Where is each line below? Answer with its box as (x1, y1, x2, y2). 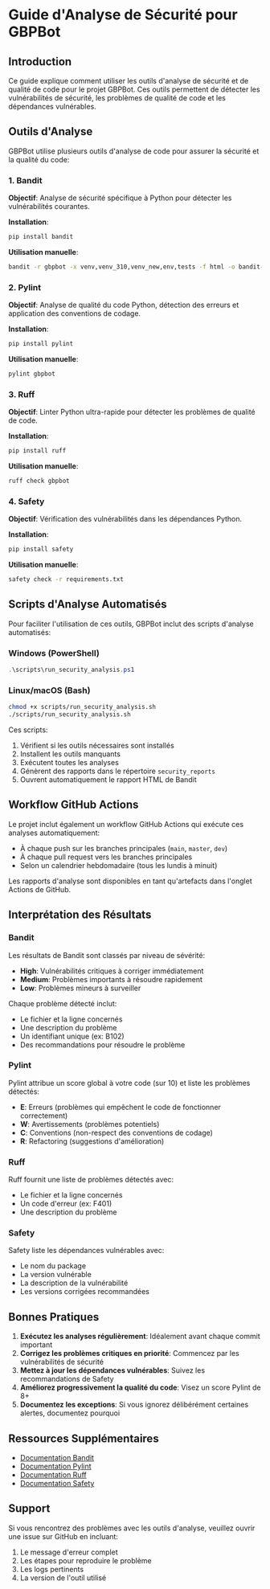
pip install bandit (8, 233, 74, 241)
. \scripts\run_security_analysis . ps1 (8, 665, 135, 674)
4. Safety (8, 496, 45, 507)
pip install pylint (8, 340, 74, 348)
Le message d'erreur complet (19, 1547, 118, 1557)
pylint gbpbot (8, 370, 56, 379)
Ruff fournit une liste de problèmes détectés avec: (8, 1175, 174, 1185)
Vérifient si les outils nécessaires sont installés (19, 741, 174, 751)
